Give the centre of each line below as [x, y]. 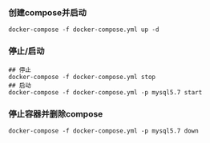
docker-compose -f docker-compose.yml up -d [84, 30]
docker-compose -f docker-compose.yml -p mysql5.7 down [103, 131]
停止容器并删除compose [56, 113]
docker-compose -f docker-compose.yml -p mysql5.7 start [105, 92]
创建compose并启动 [47, 12]
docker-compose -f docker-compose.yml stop [82, 77]
